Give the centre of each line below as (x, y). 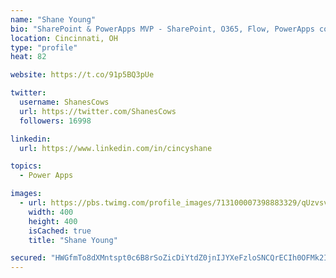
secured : (28, 258)
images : (26, 194)
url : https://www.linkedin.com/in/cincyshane (116, 148)
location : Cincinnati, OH (64, 38)
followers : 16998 (55, 121)
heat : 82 (28, 57)
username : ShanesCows (64, 102)
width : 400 (51, 212)
